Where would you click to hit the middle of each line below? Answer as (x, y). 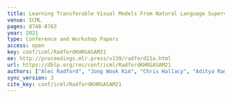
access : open (26, 46)
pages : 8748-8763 (32, 26)
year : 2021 (23, 33)
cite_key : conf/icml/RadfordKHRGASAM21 (65, 84)
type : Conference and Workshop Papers (63, 39)
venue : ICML (24, 20)
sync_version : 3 (30, 78)
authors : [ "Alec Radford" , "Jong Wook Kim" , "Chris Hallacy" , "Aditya (111, 71)
